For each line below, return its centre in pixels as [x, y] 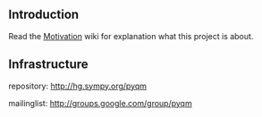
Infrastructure [48, 65]
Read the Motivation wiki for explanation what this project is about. [131, 36]
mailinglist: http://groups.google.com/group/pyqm [101, 103]
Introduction [44, 15]
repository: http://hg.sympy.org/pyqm [78, 86]
